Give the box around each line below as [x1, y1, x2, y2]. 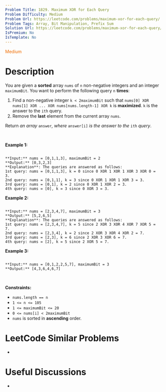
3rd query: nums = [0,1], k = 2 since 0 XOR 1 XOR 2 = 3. [5, 182, 127, 187]
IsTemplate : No [5, 35, 37, 40]
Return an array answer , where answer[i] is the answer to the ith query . [5, 123, 152, 129]
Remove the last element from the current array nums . [12, 113, 121, 119]
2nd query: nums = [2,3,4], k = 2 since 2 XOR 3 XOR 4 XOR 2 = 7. [5, 230, 145, 236]
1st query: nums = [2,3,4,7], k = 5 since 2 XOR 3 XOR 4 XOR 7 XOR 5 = [5, 222, 156, 227]
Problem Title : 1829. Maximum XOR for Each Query [5, 7, 110, 12]
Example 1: [5, 142, 28, 148]
